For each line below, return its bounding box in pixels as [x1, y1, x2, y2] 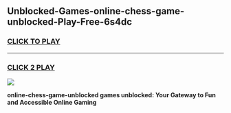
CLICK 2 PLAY [7, 62, 55, 72]
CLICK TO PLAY [7, 37, 60, 47]
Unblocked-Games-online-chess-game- [7, 5, 185, 17]
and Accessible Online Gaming [7, 98, 97, 106]
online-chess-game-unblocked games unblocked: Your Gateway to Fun [7, 90, 217, 99]
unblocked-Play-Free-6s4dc [7, 16, 133, 28]
